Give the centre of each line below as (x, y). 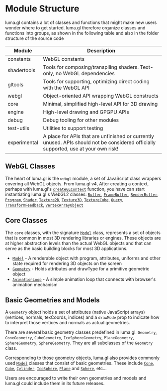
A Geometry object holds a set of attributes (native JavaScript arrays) (75, 312)
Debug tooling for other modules (81, 120)
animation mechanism (35, 284)
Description (101, 50)
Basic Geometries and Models (53, 300)
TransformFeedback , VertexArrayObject (44, 205)
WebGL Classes (30, 167)
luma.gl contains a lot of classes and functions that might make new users (81, 22)
